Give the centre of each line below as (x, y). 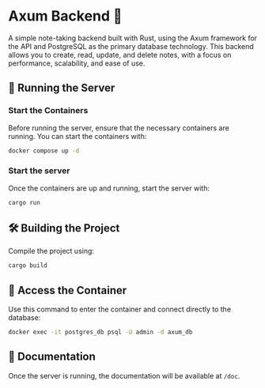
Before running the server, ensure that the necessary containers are (119, 128)
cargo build (28, 266)
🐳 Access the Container (68, 290)
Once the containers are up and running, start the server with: (109, 188)
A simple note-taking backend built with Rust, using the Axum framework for (133, 38)
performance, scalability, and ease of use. (77, 63)
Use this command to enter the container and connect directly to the (120, 309)
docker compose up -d (44, 151)
